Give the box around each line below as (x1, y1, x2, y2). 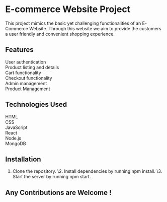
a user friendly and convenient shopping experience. (5, 31, 115, 37)
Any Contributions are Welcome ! (5, 188, 112, 197)
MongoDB (5, 140, 26, 147)
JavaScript (5, 124, 28, 130)
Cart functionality (5, 70, 41, 76)
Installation (5, 155, 41, 163)
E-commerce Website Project (5, 4, 131, 15)
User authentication (5, 59, 46, 65)
